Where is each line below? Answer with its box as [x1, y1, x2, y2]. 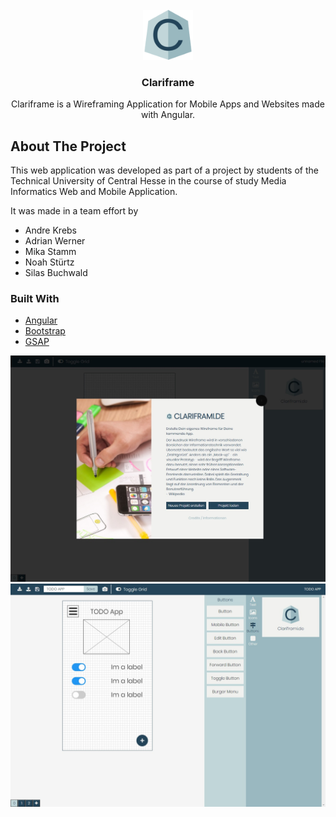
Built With [10, 292, 60, 306]
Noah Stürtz [24, 256, 75, 268]
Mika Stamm [24, 246, 77, 258]
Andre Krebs [24, 224, 78, 237]
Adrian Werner [24, 235, 86, 247]
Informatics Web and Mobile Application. [10, 186, 178, 198]
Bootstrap [24, 325, 66, 337]
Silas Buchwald [24, 267, 88, 279]
